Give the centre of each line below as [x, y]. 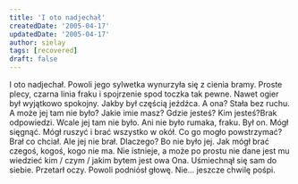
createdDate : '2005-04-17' [60, 26]
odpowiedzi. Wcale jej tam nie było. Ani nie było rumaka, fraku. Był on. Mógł [149, 122]
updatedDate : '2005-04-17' [60, 34]
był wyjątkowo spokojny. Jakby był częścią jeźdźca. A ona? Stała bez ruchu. [150, 103]
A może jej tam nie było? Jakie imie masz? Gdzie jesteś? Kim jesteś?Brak [143, 113]
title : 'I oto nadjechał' [57, 17]
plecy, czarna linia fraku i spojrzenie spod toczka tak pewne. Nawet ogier [144, 94]
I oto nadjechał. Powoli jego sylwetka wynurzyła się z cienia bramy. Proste [146, 84]
